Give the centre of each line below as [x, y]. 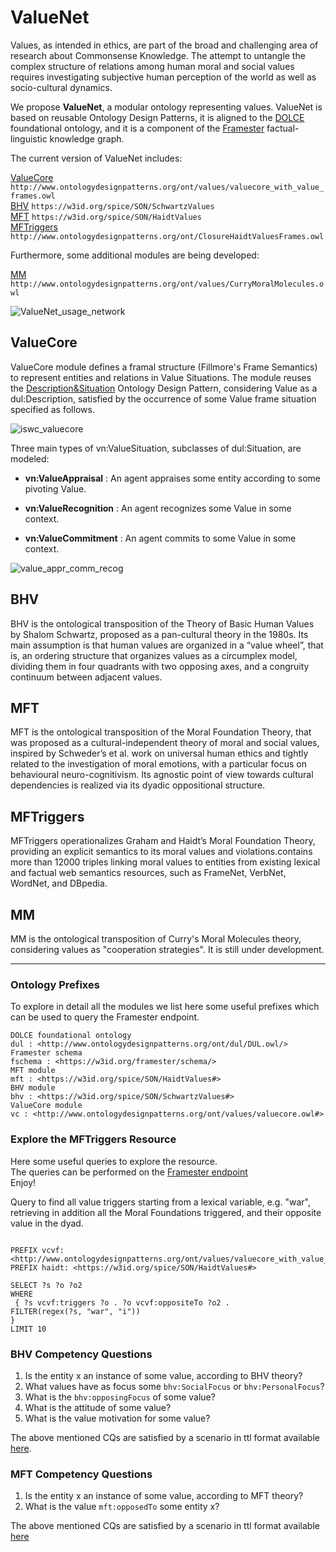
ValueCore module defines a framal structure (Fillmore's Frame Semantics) [164, 367]
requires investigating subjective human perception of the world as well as [163, 77]
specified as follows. [52, 409]
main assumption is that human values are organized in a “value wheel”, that [167, 645]
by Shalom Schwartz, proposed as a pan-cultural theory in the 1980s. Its [159, 634]
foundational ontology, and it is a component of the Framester [137, 128]
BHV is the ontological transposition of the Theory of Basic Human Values [162, 623]
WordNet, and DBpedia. [59, 883]
